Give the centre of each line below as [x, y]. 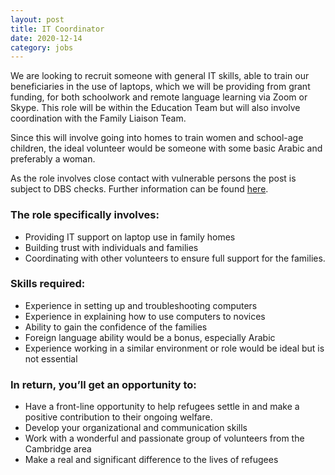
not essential [51, 358]
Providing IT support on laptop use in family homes [130, 237]
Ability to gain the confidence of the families [116, 327]
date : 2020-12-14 [46, 38]
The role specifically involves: [85, 215]
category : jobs [42, 47]
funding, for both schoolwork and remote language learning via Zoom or [159, 97]
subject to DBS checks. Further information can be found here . [139, 189]
